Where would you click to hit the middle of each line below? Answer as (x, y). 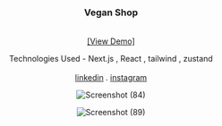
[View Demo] (111, 41)
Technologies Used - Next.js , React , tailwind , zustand (111, 59)
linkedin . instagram (111, 78)
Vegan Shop (111, 13)
